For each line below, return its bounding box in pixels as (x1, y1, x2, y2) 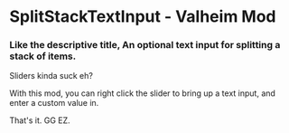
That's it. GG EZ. (9, 115, 70, 126)
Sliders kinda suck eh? (9, 71, 93, 81)
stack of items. (9, 50, 77, 62)
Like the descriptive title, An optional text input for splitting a (9, 39, 281, 52)
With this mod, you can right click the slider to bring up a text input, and (9, 88, 275, 99)
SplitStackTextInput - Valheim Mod (9, 6, 276, 27)
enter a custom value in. (9, 98, 99, 109)
